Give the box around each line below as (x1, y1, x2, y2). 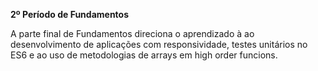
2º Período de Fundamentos (10, 9, 130, 20)
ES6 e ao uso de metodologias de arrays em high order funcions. (10, 49, 278, 61)
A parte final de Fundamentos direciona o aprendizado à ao (10, 28, 255, 39)
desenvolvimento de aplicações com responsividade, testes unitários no (10, 39, 308, 50)
